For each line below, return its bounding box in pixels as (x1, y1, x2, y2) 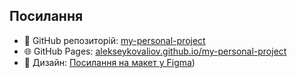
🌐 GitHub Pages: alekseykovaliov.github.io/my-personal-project (23, 45, 287, 57)
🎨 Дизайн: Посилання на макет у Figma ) (23, 56, 196, 68)
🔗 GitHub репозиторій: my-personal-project (23, 34, 206, 46)
